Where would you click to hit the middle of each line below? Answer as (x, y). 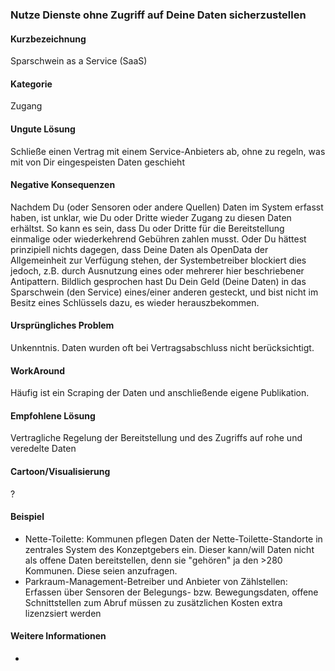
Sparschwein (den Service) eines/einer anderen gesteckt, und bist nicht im (164, 292)
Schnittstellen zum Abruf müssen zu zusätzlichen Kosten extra (153, 602)
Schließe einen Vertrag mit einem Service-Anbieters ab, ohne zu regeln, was (168, 151)
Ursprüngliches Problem (62, 325)
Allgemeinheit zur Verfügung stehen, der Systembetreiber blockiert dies (158, 260)
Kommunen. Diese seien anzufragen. (101, 570)
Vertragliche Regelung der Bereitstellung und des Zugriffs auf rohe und (156, 438)
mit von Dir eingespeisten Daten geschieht (97, 162)
